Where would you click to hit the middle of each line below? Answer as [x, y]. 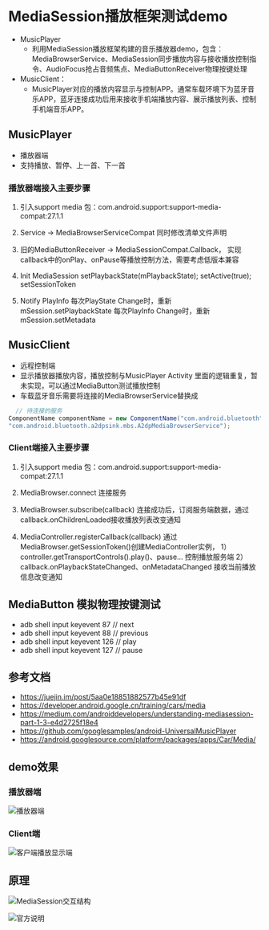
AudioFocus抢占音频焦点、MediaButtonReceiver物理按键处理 [147, 68]
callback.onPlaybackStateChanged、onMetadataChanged [116, 566]
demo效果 [33, 767]
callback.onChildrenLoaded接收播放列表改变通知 [100, 520]
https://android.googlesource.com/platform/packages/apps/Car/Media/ [138, 740]
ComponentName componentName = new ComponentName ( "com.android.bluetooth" [136, 418]
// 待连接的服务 [39, 410]
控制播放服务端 [209, 557]
